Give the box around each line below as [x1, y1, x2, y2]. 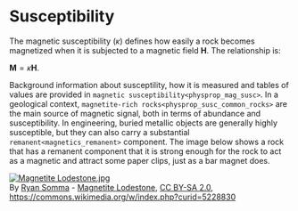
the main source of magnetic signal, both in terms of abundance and [9, 108, 261, 118]
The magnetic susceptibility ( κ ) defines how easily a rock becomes [9, 36, 256, 46]
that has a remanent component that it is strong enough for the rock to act [9, 145, 282, 157]
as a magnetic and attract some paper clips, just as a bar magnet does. [9, 155, 270, 166]
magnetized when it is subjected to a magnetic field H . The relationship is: [9, 45, 281, 55]
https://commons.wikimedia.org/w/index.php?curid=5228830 [9, 191, 236, 202]
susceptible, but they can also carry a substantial [9, 126, 190, 137]
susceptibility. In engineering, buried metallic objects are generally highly [9, 118, 278, 128]
